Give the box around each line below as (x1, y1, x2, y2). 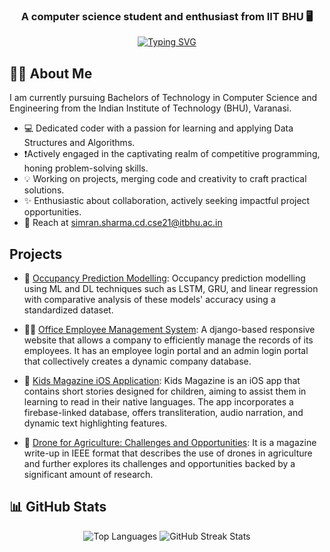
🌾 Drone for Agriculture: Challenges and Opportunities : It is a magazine (23, 436, 317, 448)
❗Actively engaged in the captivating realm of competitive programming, (23, 148, 321, 160)
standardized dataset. (23, 304, 114, 316)
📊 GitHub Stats (9, 499, 107, 516)
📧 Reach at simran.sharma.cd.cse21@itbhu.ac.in (23, 217, 223, 229)
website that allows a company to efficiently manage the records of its (23, 334, 314, 346)
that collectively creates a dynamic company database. (23, 355, 252, 367)
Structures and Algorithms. (23, 137, 136, 149)
